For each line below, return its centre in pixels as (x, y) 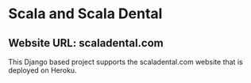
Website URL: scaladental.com (86, 43)
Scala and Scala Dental (85, 14)
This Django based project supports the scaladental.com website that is (126, 62)
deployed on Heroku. (42, 70)
